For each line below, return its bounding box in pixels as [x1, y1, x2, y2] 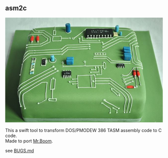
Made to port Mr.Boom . [5, 138, 53, 144]
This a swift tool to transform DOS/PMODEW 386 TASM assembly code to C [5, 127, 162, 133]
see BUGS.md [5, 147, 34, 154]
